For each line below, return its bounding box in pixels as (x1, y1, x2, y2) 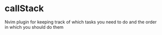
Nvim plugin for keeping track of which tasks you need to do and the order (4, 19, 157, 25)
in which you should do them (4, 24, 64, 30)
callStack (4, 3, 44, 14)
